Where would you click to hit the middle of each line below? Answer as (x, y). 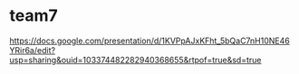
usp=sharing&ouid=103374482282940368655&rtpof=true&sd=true (135, 60)
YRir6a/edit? (33, 50)
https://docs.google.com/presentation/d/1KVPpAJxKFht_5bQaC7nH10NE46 (149, 41)
